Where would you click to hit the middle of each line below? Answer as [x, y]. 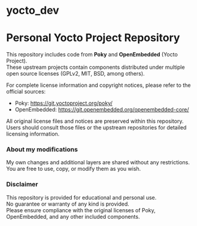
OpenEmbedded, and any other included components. [73, 216]
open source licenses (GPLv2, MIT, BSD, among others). [75, 74]
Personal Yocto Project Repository [93, 38]
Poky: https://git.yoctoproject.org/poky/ [63, 103]
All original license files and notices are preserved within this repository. [95, 121]
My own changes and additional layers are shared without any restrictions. [98, 162]
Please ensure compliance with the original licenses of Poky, [81, 210]
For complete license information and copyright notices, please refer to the [99, 85]
